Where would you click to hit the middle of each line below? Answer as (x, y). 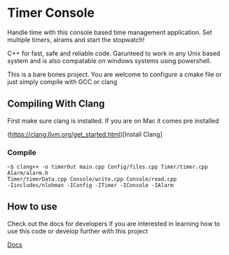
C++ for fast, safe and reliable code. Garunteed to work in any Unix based (114, 53)
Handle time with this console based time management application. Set (110, 32)
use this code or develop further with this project (78, 231)
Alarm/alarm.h (28, 173)
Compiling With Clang (56, 104)
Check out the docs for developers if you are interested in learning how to (114, 223)
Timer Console (51, 13)
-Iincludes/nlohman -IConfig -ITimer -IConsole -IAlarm (90, 186)
